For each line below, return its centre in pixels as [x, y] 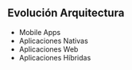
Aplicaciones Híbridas [55, 57]
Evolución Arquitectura [66, 13]
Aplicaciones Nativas [53, 41]
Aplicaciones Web [49, 49]
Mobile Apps [40, 32]
